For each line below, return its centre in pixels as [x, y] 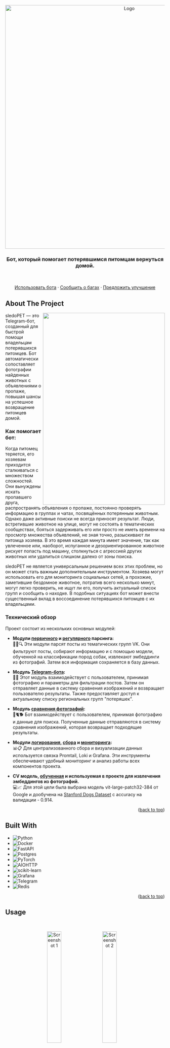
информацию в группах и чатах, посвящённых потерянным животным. [82, 513]
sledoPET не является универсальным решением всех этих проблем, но [84, 566]
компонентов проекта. [37, 766]
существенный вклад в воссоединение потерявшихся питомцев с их [80, 599]
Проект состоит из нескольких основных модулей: [60, 628]
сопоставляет [20, 364]
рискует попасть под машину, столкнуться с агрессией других [74, 551]
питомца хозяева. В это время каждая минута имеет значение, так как [82, 540]
